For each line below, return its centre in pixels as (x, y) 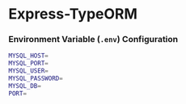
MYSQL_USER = (28, 71)
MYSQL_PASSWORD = (36, 79)
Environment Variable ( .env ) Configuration (93, 40)
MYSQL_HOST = (28, 56)
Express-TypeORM (73, 14)
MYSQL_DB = (25, 85)
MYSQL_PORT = (28, 64)
